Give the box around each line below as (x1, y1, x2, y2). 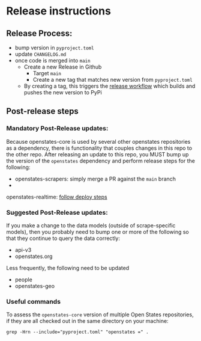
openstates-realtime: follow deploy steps (6, 193, 107, 200)
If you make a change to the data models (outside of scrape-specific (6, 221, 176, 229)
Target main (32, 70, 62, 76)
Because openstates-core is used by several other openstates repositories (6, 138, 191, 145)
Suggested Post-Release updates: (6, 208, 108, 217)
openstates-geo (14, 282, 55, 289)
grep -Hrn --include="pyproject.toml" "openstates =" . (6, 329, 149, 335)
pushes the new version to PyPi (23, 89, 102, 96)
